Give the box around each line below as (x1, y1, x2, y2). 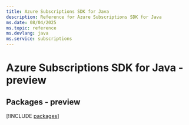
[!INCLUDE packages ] (6, 113, 59, 119)
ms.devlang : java (6, 31, 49, 36)
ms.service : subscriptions (6, 36, 72, 42)
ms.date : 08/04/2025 (6, 19, 57, 25)
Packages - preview (6, 97, 81, 107)
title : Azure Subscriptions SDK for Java (6, 8, 110, 15)
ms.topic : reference (6, 25, 57, 31)
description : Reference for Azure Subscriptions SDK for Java (6, 14, 162, 20)
